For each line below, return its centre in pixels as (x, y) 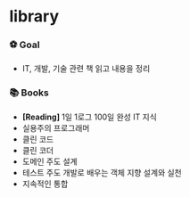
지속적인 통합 (45, 184)
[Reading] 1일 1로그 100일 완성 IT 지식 (90, 117)
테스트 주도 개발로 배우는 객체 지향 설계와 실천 (102, 172)
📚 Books (29, 93)
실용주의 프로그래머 (56, 127)
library (34, 16)
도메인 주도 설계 (50, 161)
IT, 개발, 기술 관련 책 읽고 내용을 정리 (86, 69)
